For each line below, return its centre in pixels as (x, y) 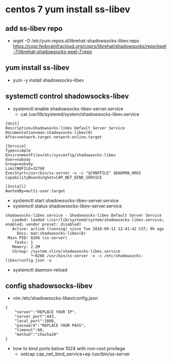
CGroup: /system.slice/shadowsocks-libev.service (66, 251)
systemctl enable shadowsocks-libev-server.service (68, 108)
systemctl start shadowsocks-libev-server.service (66, 200)
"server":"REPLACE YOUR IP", (46, 312)
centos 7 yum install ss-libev (68, 9)
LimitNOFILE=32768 (25, 168)
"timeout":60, (30, 330)
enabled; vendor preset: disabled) (43, 224)
